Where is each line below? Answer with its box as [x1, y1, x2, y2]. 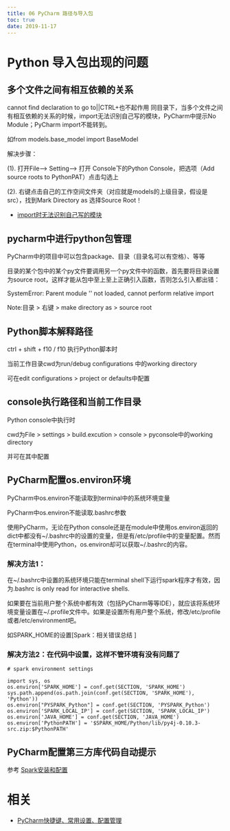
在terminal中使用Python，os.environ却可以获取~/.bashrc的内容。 [7, 540, 191, 548]
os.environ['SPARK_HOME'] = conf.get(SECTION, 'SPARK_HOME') [7, 684, 186, 691]
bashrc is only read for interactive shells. [14, 584, 130, 593]
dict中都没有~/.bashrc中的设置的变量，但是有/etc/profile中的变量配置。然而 [7, 532, 221, 540]
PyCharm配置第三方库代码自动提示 [7, 746, 157, 758]
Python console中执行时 [7, 415, 76, 424]
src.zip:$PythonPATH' [7, 726, 69, 733]
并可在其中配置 [7, 452, 49, 460]
